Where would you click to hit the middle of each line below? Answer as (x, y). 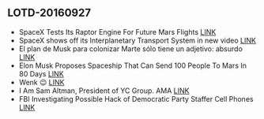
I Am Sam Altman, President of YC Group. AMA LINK (104, 91)
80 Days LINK (41, 73)
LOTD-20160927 (49, 13)
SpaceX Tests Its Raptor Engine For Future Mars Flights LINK (117, 32)
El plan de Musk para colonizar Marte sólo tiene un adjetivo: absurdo (130, 48)
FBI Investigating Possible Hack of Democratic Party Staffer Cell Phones (136, 99)
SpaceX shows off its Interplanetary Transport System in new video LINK (137, 40)
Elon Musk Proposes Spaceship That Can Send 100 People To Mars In (132, 65)
